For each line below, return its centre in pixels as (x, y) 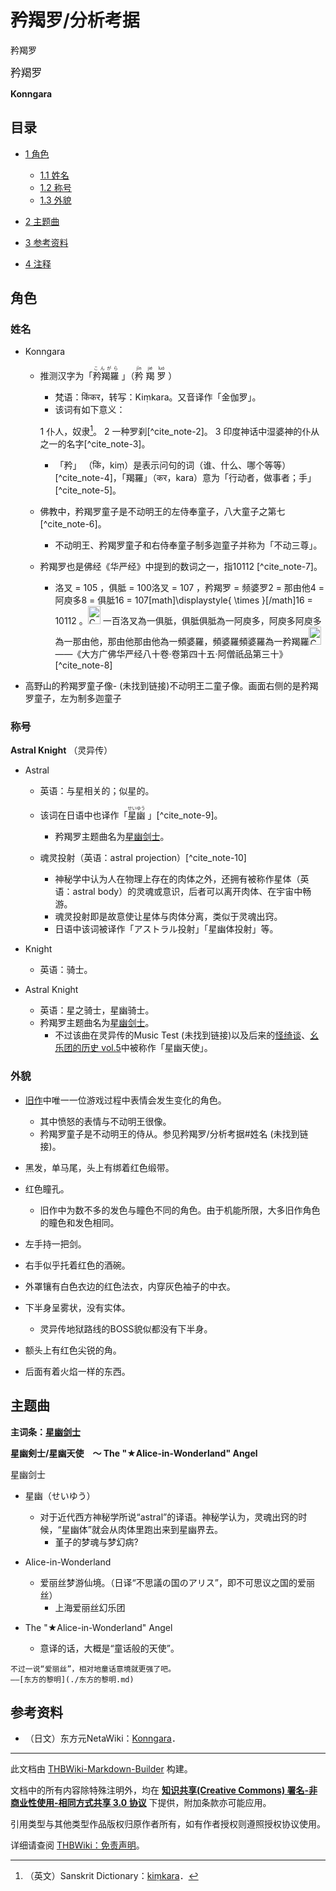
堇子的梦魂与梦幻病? (96, 1542)
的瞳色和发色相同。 (79, 1222)
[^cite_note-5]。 (88, 490)
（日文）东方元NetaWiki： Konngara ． (102, 1738)
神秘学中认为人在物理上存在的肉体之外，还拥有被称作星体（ (177, 879)
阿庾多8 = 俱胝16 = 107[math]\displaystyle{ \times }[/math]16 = (183, 600)
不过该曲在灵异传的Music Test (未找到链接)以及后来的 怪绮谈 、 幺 (187, 1035)
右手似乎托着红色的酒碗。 (77, 1265)
